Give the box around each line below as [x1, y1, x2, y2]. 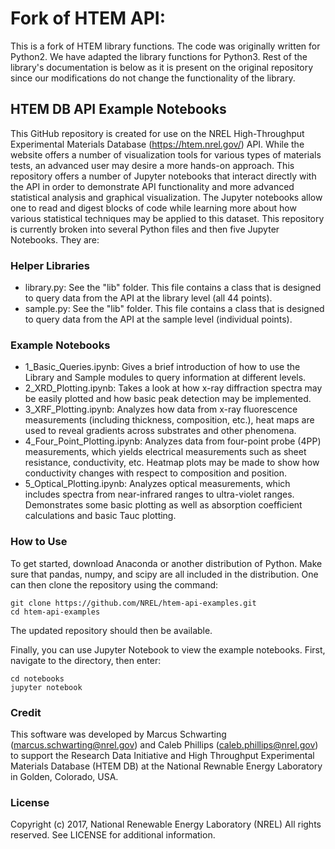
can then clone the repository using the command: [10, 578, 219, 591]
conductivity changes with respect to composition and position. [24, 467, 287, 479]
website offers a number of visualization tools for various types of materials [10, 148, 322, 161]
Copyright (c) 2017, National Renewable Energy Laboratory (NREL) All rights [10, 818, 322, 831]
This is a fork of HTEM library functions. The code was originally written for [10, 40, 321, 52]
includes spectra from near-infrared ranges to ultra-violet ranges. [24, 488, 295, 501]
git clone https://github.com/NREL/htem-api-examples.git [10, 598, 257, 608]
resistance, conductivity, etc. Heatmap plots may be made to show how [24, 457, 320, 469]
